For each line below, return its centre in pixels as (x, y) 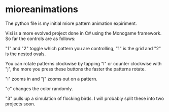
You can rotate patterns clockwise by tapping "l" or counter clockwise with (83, 63)
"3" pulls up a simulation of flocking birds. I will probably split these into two (84, 98)
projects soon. (20, 104)
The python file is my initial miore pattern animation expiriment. (71, 23)
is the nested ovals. (26, 54)
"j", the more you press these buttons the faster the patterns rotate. (76, 69)
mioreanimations (42, 9)
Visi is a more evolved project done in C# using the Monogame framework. (83, 33)
